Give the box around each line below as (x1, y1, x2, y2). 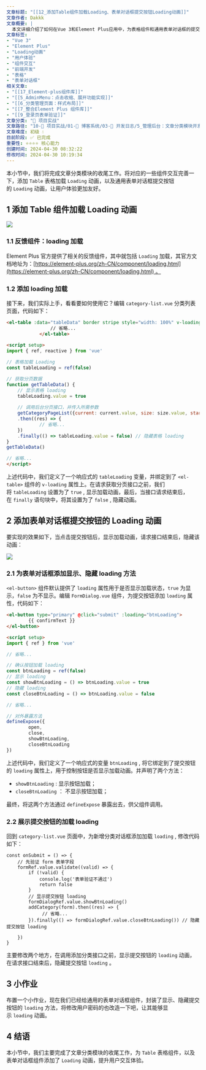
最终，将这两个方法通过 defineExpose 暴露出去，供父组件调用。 (6, 801, 166, 808)
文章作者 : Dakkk (6, 15, 44, 21)
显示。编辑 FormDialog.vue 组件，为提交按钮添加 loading (42, 592, 186, 599)
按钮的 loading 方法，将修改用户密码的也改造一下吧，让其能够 (6, 1004, 163, 1011)
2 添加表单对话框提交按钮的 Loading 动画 (6, 516, 162, 526)
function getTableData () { (6, 381, 75, 387)
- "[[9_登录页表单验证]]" (6, 112, 66, 118)
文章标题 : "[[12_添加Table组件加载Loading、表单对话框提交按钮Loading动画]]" (6, 9, 189, 15)
